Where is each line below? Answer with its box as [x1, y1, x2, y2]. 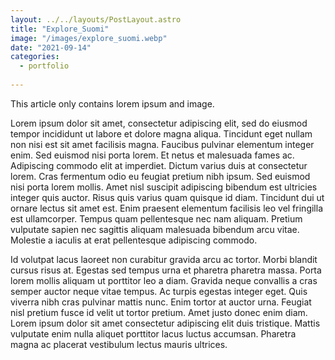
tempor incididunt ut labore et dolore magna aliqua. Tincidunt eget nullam [10, 127, 313, 140]
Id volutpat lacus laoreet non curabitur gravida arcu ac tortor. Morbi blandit [10, 253, 318, 265]
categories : [10, 52, 60, 62]
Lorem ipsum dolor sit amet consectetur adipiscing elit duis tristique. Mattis [10, 317, 321, 329]
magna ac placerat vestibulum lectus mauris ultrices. [10, 338, 228, 350]
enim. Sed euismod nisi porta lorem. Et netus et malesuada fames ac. [10, 149, 295, 161]
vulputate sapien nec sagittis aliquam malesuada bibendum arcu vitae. [10, 223, 300, 235]
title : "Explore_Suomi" [10, 24, 110, 34]
